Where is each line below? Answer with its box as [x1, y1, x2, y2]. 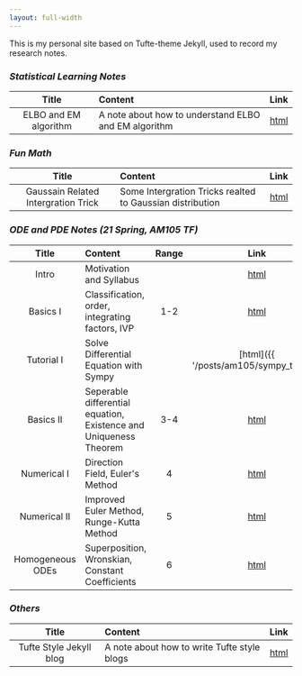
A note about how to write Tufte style [104, 641, 261, 653]
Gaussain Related [25, 186, 100, 198]
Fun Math [9, 146, 52, 159]
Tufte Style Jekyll [18, 641, 92, 653]
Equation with [84, 359, 143, 371]
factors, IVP [84, 322, 135, 334]
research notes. [9, 47, 67, 59]
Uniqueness [84, 430, 137, 443]
